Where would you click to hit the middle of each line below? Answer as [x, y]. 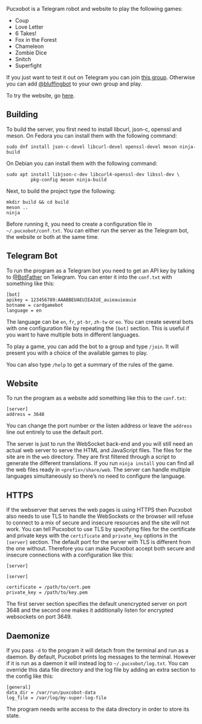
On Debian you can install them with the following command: [82, 163]
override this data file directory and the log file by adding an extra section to [101, 670]
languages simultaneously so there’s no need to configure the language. [96, 476]
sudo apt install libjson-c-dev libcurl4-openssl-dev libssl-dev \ [93, 174]
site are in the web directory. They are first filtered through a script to [91, 457]
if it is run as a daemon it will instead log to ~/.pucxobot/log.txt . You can [97, 663]
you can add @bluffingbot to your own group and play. [74, 84]
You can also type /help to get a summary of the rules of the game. [90, 364]
